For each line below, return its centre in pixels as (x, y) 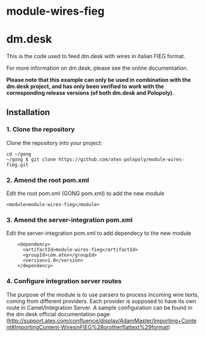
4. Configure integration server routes (64, 281)
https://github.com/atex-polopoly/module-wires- (121, 159)
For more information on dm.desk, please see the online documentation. (97, 68)
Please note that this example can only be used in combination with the (99, 80)
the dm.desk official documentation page (58, 314)
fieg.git (17, 165)
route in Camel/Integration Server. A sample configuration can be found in (99, 308)
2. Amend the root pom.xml (48, 180)
